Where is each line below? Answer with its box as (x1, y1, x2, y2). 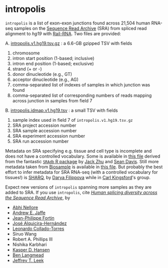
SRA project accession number (12, 122, 76, 128)
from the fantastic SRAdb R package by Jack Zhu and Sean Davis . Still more (5, 158, 159, 164)
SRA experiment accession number (12, 133, 85, 139)
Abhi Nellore (12, 204, 38, 210)
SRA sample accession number (12, 127, 77, 133)
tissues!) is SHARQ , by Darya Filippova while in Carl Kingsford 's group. (5, 174, 151, 180)
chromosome (12, 50, 40, 56)
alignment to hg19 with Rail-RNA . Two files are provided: (5, 30, 121, 36)
